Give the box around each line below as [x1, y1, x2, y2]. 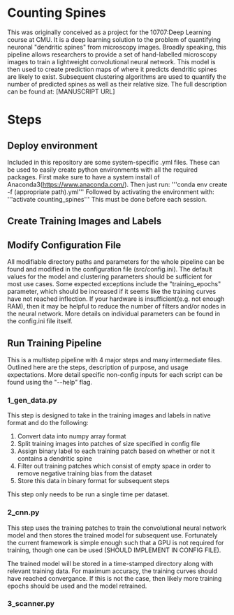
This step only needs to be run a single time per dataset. [7, 490, 170, 498]
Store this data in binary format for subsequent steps [17, 477, 170, 485]
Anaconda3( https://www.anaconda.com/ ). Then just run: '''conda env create [7, 180, 228, 188]
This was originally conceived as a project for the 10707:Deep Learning [7, 28, 212, 36]
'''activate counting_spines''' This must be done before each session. [7, 195, 207, 203]
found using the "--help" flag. [7, 378, 93, 386]
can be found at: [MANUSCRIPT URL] [7, 87, 115, 96]
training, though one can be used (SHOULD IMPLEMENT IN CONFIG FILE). [7, 546, 221, 554]
